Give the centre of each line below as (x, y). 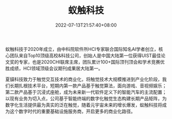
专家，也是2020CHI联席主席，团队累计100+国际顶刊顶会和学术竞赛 (89, 62)
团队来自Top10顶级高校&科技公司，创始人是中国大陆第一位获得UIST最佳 (85, 55)
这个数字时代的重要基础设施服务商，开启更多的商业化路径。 (72, 111)
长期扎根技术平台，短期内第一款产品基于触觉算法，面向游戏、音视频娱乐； (88, 86)
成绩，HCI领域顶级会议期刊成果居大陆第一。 (56, 68)
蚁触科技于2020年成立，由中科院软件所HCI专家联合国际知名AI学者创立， (82, 49)
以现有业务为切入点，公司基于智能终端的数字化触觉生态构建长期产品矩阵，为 (86, 98)
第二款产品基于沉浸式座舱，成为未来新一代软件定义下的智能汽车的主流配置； (86, 92)
